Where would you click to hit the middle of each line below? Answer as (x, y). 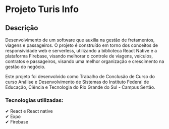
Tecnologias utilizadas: (34, 100)
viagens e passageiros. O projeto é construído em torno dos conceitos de (81, 45)
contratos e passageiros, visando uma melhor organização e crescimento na (85, 61)
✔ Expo (13, 116)
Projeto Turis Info (42, 9)
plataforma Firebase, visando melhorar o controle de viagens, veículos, (79, 56)
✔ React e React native (29, 111)
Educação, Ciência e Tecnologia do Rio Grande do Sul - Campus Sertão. (80, 87)
